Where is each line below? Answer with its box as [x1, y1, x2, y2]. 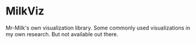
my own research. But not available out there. [5, 30, 119, 37]
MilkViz [5, 4, 45, 18]
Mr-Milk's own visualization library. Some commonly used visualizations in [5, 24, 191, 31]
